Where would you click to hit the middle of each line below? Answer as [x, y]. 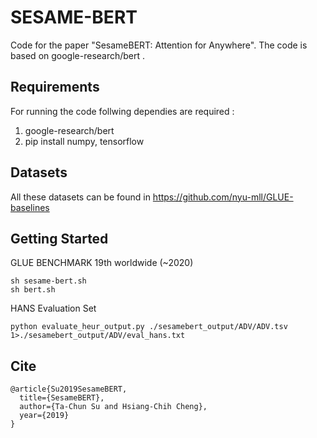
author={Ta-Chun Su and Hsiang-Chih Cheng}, [113, 407]
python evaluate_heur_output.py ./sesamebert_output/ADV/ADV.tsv [149, 327]
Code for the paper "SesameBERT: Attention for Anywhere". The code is [159, 45]
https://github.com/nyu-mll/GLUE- [223, 197]
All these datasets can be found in [80, 197]
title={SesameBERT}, [62, 398]
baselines [30, 207]
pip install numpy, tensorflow [84, 141]
